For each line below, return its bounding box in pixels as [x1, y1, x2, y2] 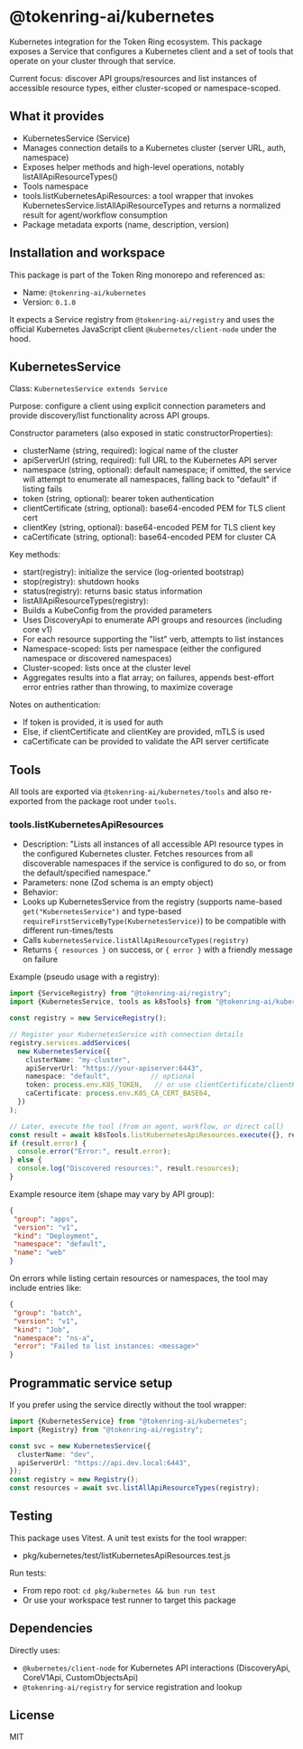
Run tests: [9, 1567, 47, 1578]
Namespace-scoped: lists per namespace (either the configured [22, 643, 262, 654]
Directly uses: [9, 1644, 60, 1655]
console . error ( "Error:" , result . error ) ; [17, 1147, 171, 1156]
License [9, 1707, 55, 1723]
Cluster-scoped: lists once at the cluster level [22, 662, 191, 674]
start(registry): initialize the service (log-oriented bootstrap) [22, 566, 245, 577]
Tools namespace [22, 181, 88, 192]
